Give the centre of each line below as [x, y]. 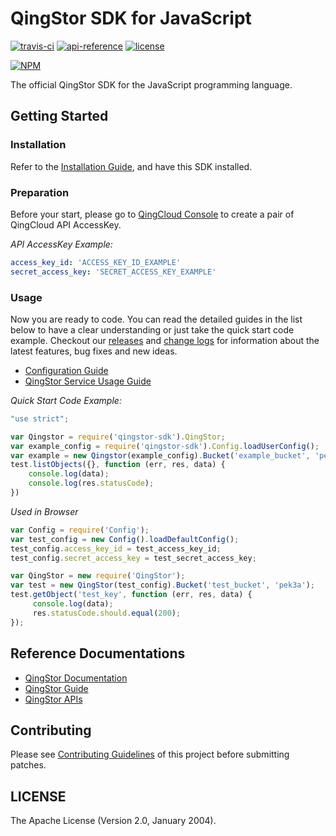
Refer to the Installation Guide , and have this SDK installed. [131, 166]
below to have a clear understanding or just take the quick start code [152, 329]
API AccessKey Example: [61, 244]
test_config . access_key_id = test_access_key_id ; [116, 548]
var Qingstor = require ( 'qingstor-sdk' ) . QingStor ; [118, 437]
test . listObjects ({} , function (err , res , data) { [118, 465]
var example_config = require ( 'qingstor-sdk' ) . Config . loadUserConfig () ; [165, 446]
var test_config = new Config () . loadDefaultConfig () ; [125, 539]
